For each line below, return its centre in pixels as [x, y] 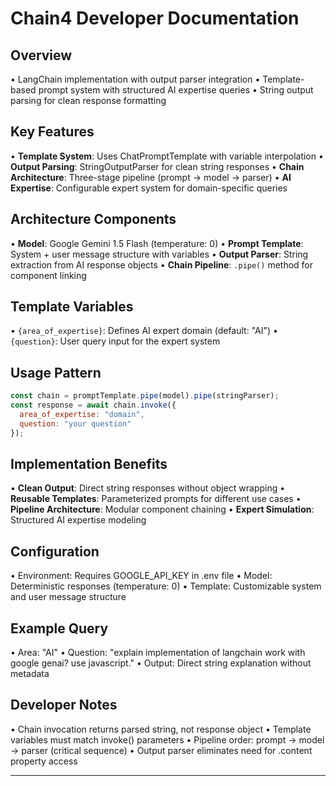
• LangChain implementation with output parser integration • [135, 79]
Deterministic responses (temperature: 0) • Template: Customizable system [166, 586]
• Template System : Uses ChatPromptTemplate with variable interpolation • [167, 156]
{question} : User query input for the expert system [115, 341]
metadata [30, 674]
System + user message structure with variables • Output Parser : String [159, 254]
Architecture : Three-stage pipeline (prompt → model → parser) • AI [151, 177]
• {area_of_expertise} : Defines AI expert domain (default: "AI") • [144, 331]
